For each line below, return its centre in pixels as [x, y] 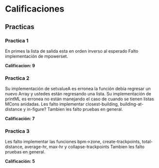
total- [147, 142]
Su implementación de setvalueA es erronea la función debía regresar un [78, 89]
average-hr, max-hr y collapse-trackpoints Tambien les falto [84, 147]
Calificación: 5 [20, 161]
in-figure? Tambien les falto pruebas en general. [75, 109]
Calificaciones [35, 9]
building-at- [132, 104]
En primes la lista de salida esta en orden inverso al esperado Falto [72, 51]
